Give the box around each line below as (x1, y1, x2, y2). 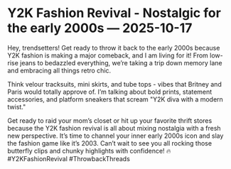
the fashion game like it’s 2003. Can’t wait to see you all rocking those (7, 138, 212, 147)
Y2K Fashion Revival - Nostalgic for (7, 5, 222, 21)
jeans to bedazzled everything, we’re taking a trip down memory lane (20, 58, 222, 67)
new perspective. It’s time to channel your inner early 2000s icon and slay (7, 131, 224, 140)
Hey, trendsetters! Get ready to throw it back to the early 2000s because (7, 43, 220, 52)
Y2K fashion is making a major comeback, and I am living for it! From (7, 51, 208, 60)
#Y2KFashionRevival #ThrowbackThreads (7, 154, 130, 163)
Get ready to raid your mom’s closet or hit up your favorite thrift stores (7, 116, 213, 125)
